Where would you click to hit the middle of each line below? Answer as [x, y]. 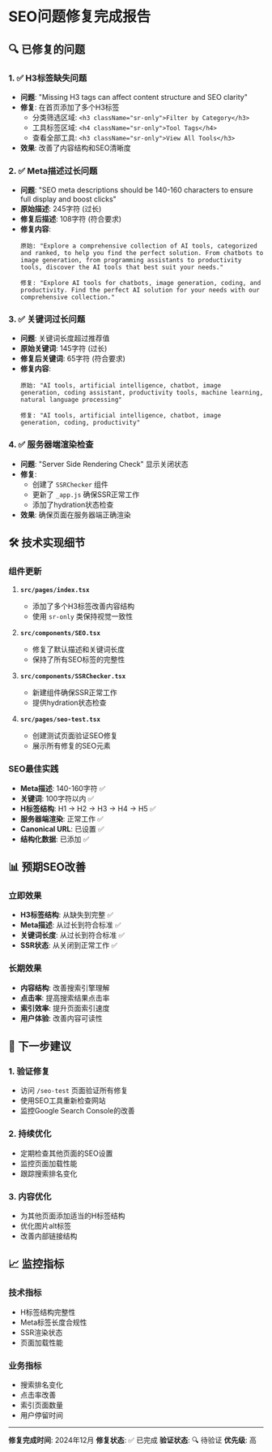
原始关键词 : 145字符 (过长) [64, 348]
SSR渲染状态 [41, 1332]
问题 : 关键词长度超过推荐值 [65, 339]
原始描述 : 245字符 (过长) [61, 209]
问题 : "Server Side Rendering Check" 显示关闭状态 [104, 464]
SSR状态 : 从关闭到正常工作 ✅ [69, 945]
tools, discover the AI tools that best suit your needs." [122, 268]
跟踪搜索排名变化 [49, 1173]
